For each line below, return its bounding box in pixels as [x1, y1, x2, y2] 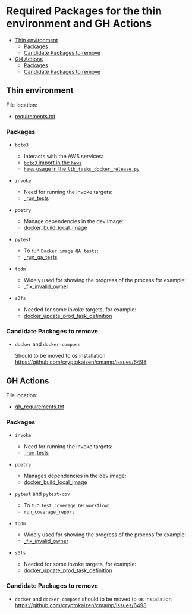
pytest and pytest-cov [14, 490, 70, 498]
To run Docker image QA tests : [23, 247, 99, 254]
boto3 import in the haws [23, 159, 82, 166]
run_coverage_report [23, 509, 75, 516]
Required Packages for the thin [6, 4, 162, 18]
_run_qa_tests [23, 254, 58, 261]
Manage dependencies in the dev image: [23, 218, 124, 225]
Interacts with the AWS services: [23, 153, 104, 160]
